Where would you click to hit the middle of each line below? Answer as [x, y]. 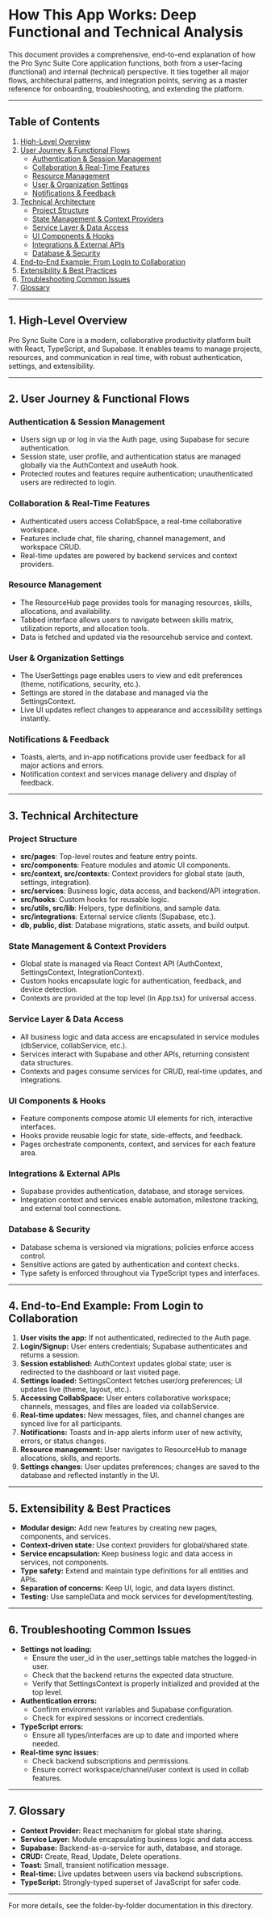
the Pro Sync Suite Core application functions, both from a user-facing [125, 63]
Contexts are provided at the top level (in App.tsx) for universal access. [138, 998]
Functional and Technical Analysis [126, 32]
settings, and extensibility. [52, 366]
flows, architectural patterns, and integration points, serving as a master [128, 80]
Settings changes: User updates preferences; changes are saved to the [140, 1467]
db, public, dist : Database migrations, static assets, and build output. [135, 925]
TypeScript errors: [52, 1727]
